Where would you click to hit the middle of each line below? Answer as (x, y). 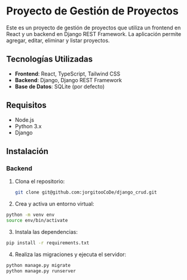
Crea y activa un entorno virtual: (54, 204)
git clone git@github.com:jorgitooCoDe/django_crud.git (86, 192)
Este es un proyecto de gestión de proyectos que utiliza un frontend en (93, 28)
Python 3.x (28, 126)
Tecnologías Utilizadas (50, 59)
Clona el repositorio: (40, 182)
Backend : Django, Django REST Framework (68, 80)
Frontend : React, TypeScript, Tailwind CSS (68, 74)
